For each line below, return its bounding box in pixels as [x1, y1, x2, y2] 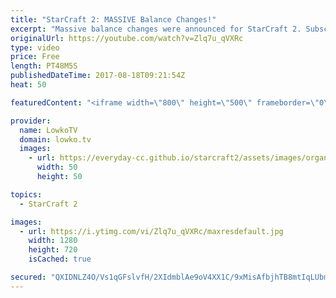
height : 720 [28, 245, 78, 255]
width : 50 [36, 162, 78, 173]
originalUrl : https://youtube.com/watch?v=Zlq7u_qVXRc [10, 33, 244, 43]
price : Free [10, 52, 60, 62]
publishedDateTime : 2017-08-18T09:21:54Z [10, 71, 186, 81]
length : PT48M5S [10, 61, 78, 71]
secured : [10, 272, 47, 282]
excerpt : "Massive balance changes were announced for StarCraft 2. [10, 24, 302, 34]
